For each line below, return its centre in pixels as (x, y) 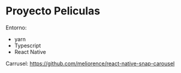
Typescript (28, 45)
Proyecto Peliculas (53, 11)
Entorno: (16, 28)
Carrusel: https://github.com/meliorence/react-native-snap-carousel (90, 63)
